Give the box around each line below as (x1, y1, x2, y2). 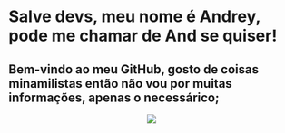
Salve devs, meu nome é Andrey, (8, 6, 260, 27)
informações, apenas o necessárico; (8, 90, 220, 105)
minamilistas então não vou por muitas (8, 75, 232, 91)
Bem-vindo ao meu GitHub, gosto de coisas (8, 62, 260, 77)
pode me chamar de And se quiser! (8, 25, 278, 46)
